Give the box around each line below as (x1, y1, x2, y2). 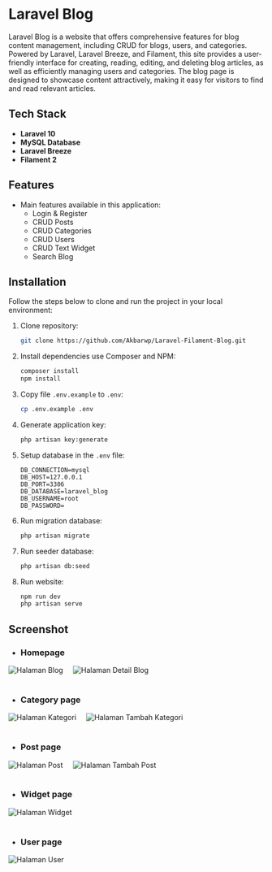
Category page (19, 694, 81, 705)
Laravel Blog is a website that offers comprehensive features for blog (8, 32, 240, 41)
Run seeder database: (19, 546, 95, 556)
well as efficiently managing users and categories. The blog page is (8, 66, 235, 76)
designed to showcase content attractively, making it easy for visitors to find (8, 75, 264, 85)
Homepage (19, 647, 65, 658)
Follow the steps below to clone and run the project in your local (8, 297, 223, 306)
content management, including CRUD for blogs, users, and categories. (8, 40, 248, 50)
